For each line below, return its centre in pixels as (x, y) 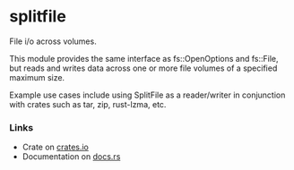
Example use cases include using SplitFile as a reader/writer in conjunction (147, 95)
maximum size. (37, 77)
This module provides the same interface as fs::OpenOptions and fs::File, (144, 58)
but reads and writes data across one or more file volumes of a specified (143, 68)
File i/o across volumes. (53, 41)
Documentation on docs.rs (71, 157)
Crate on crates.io (56, 147)
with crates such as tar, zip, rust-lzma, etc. (88, 104)
